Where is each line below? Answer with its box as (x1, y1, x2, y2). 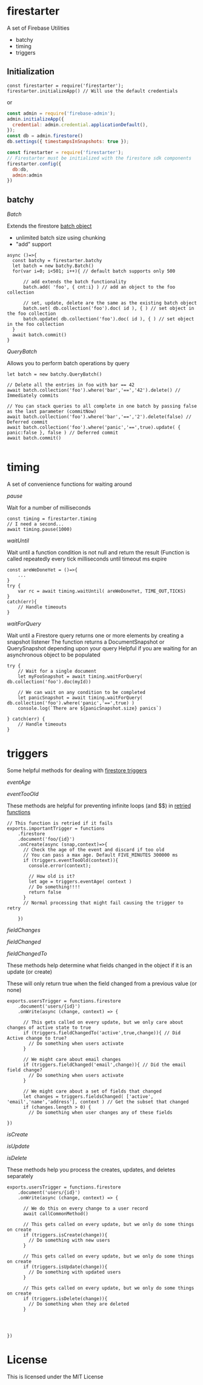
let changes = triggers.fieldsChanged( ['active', (22, 1093, 154, 1099)
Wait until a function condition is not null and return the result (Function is (7, 549, 190, 556)
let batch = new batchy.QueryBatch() (7, 371, 102, 377)
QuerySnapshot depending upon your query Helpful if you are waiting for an (7, 645, 198, 652)
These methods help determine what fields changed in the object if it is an (7, 962, 193, 969)
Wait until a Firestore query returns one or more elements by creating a (7, 632, 184, 639)
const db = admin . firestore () (7, 133, 84, 139)
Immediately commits (7, 393, 59, 399)
